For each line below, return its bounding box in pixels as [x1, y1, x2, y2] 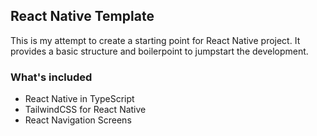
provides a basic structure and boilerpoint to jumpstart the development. [10, 45, 309, 57]
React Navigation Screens [24, 114, 132, 126]
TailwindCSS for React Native [24, 104, 147, 116]
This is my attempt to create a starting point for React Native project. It [10, 34, 301, 46]
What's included [10, 70, 93, 84]
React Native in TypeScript [24, 93, 135, 105]
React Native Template [10, 8, 155, 25]
